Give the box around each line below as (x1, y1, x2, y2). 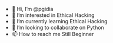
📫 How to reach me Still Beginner (11, 31, 94, 37)
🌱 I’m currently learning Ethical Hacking (11, 18, 108, 24)
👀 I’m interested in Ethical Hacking (11, 12, 95, 19)
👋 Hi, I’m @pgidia (11, 6, 54, 12)
